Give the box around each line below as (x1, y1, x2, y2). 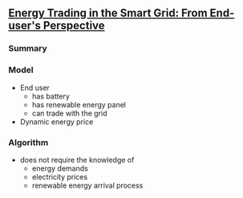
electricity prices (31, 172, 88, 181)
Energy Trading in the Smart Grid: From (8, 6, 208, 20)
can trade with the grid (31, 108, 107, 118)
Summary (8, 43, 48, 55)
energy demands (31, 164, 88, 173)
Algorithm (8, 136, 49, 147)
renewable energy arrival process (31, 180, 144, 190)
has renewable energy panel (31, 99, 127, 109)
